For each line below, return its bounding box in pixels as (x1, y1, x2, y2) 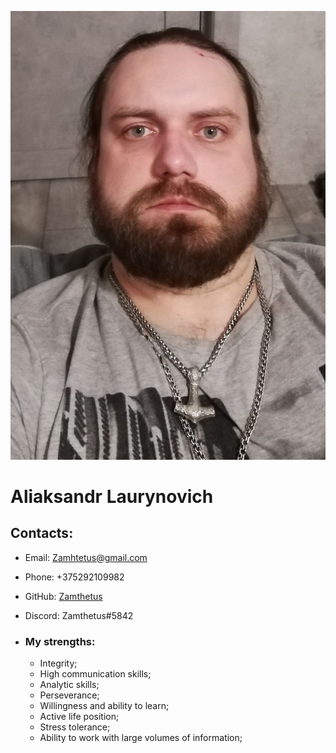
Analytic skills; (39, 679, 100, 691)
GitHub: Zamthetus (24, 590, 103, 602)
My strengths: (24, 634, 96, 648)
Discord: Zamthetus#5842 (24, 609, 134, 621)
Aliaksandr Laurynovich (10, 485, 214, 508)
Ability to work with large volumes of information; (39, 732, 243, 744)
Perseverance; (39, 689, 100, 701)
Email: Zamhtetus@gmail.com (24, 551, 148, 563)
